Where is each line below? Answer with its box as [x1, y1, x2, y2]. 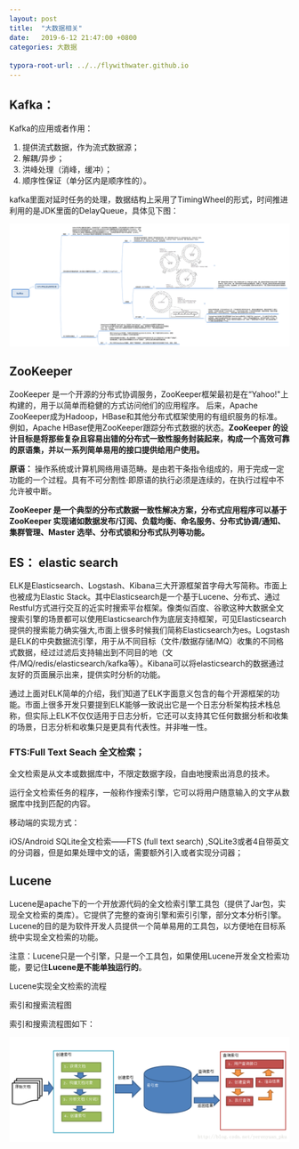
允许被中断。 [9, 485, 56, 496]
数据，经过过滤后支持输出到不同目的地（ [16, 647, 166, 658]
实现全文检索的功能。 [24, 931, 103, 943]
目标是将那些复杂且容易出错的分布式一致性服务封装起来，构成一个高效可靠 [16, 433, 290, 444]
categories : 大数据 [9, 43, 77, 52]
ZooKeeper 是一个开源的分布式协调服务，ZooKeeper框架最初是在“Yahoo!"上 [9, 388, 289, 400]
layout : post [9, 14, 58, 23]
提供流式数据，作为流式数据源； [21, 142, 140, 152]
